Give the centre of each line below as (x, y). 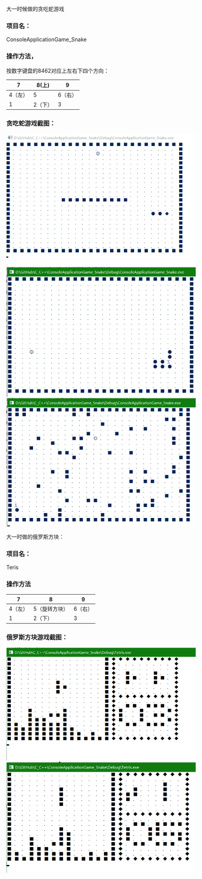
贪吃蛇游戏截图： (31, 124)
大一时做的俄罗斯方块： (35, 537)
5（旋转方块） (51, 609)
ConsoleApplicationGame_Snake (47, 40)
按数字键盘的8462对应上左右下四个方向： (58, 71)
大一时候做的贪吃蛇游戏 (35, 9)
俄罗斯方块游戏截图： (37, 637)
